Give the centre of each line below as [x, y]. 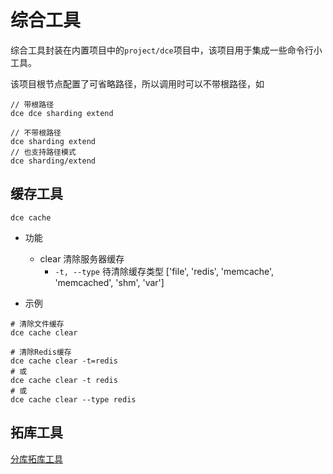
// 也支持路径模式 [43, 152]
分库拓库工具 [36, 458]
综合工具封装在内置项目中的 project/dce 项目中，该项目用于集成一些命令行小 [166, 50]
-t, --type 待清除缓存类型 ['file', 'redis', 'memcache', [164, 271]
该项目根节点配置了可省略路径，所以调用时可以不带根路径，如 [137, 83]
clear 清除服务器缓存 [82, 258]
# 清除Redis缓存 [41, 352]
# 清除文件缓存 [37, 324]
